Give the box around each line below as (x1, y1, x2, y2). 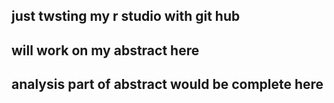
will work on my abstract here (11, 42, 200, 59)
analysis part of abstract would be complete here (11, 76, 324, 93)
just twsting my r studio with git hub (11, 8, 241, 25)
